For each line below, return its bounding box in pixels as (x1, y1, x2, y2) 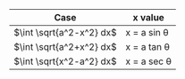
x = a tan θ (125, 41, 170, 52)
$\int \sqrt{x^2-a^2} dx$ (13, 55, 118, 67)
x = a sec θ (125, 55, 172, 67)
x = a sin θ (125, 27, 170, 38)
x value (132, 12, 165, 23)
